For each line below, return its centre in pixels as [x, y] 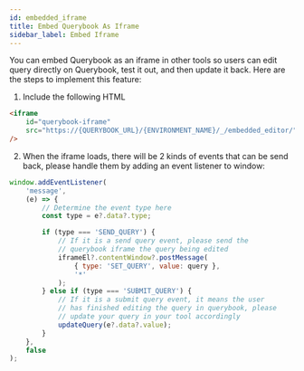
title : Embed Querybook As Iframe [75, 26]
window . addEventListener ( [58, 182]
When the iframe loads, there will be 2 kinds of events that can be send [155, 156]
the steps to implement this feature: [76, 80]
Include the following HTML [74, 97]
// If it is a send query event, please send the [153, 241]
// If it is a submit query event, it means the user [161, 300]
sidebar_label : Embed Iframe [64, 34]
